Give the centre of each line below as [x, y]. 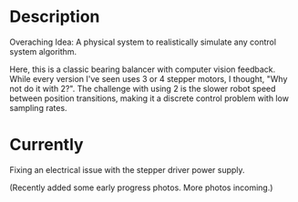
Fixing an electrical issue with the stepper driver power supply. [127, 169]
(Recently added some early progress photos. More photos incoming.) [141, 187]
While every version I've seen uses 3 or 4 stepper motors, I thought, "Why [149, 78]
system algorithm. [43, 51]
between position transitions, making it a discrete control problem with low [149, 98]
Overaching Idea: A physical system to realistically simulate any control [143, 42]
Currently [46, 145]
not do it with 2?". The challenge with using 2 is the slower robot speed [143, 88]
